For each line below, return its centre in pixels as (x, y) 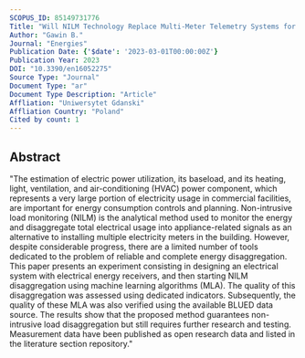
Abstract (35, 157)
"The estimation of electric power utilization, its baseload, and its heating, (147, 178)
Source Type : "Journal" (55, 78)
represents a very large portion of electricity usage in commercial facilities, (151, 198)
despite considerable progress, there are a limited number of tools (134, 247)
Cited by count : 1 (44, 120)
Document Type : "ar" (49, 86)
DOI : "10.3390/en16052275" (61, 69)
